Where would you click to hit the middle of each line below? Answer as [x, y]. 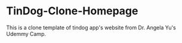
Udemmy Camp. [26, 33]
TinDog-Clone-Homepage [72, 11]
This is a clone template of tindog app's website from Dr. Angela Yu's [91, 27]
